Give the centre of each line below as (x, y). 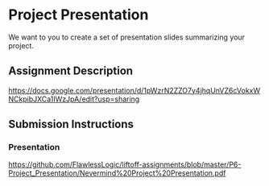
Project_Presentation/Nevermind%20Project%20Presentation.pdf (117, 173)
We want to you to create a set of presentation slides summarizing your (127, 37)
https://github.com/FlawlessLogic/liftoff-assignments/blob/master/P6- (125, 165)
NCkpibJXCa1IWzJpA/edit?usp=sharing (74, 99)
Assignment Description (71, 71)
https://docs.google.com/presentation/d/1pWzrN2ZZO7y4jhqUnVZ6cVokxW (134, 90)
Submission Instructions (71, 124)
